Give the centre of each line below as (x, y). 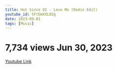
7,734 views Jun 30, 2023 (59, 48)
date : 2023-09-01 (23, 19)
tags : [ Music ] (20, 23)
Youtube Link (18, 62)
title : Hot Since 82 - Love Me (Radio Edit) (51, 10)
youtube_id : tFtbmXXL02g (30, 14)
